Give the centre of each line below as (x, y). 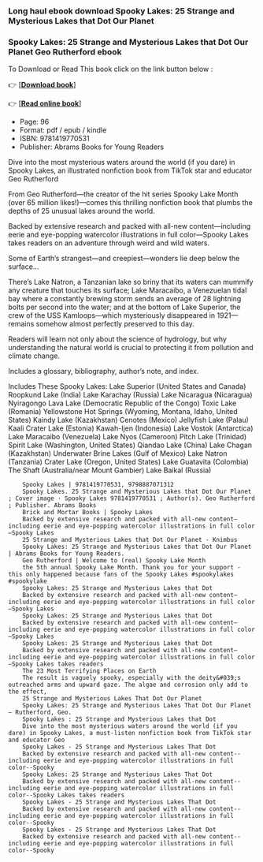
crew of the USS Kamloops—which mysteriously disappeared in (112, 315)
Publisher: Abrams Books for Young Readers (91, 147)
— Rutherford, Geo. (40, 713)
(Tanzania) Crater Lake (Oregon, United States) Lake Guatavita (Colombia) (129, 462)
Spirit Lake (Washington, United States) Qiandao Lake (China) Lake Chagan (130, 445)
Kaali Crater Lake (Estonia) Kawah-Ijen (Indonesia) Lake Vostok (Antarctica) (131, 428)
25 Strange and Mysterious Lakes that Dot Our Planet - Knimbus (130, 540)
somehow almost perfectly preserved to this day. (115, 324)
